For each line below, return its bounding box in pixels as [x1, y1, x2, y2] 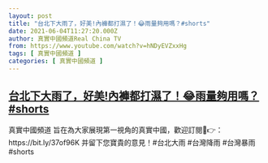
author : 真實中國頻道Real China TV [8, 34, 122, 43]
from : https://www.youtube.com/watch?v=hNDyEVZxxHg [8, 42, 187, 50]
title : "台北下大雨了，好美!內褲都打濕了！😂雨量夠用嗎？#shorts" [8, 19, 211, 28]
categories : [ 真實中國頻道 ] [8, 58, 103, 66]
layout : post [8, 11, 53, 20]
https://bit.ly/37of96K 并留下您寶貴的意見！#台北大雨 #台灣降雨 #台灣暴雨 [8, 137, 256, 147]
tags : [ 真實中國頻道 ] [8, 49, 81, 58]
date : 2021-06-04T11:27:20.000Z [8, 27, 118, 35]
